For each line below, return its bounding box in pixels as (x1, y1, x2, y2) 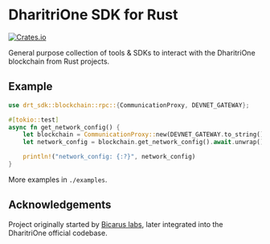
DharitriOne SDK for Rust (8, 6, 178, 24)
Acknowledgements (8, 198, 112, 212)
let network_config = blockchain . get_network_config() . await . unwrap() (22, 139, 264, 147)
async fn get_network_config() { (8, 123, 121, 131)
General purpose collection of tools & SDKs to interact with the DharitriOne (8, 48, 256, 57)
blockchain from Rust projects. (8, 56, 110, 66)
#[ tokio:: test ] (8, 115, 59, 124)
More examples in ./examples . (8, 175, 108, 184)
